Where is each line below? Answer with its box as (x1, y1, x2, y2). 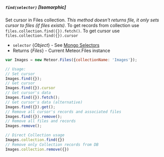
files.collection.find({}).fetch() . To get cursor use (5, 28, 120, 34)
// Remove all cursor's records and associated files (5, 109, 122, 114)
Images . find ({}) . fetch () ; (5, 95, 60, 100)
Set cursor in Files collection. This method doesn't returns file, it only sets (5, 17, 159, 23)
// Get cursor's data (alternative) (5, 99, 83, 104)
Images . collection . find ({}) (5, 138, 65, 143)
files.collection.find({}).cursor (5, 33, 79, 38)
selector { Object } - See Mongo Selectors (12, 42, 100, 48)
